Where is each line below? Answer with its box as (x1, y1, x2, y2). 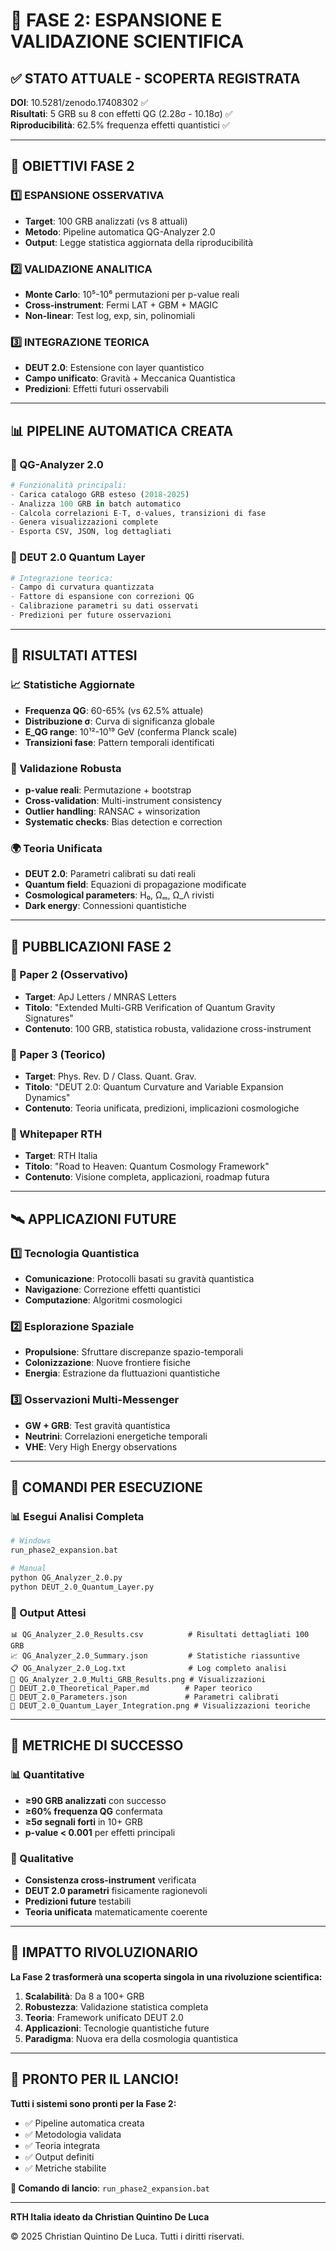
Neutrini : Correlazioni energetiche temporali (24, 1430, 208, 1442)
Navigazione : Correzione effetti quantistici (24, 1284, 201, 1296)
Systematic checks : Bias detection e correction (24, 815, 223, 828)
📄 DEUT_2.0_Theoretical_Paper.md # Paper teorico (10, 1684, 253, 1694)
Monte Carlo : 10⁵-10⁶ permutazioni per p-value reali (24, 288, 240, 300)
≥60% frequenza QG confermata (24, 1805, 163, 1817)
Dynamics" (24, 1092, 71, 1104)
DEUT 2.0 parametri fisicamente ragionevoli (24, 1885, 208, 1897)
